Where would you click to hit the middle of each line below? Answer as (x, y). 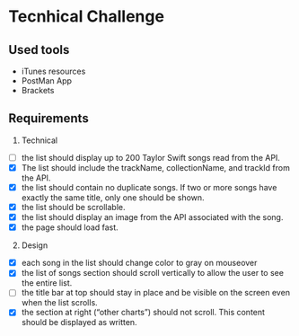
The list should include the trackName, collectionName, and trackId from (156, 167)
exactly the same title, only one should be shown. (113, 198)
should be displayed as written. (79, 323)
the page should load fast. (70, 227)
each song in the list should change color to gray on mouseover (139, 263)
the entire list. (47, 283)
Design (35, 245)
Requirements (48, 119)
